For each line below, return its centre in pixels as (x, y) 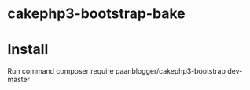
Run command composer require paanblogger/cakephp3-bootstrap (116, 71)
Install (28, 50)
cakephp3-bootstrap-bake (96, 14)
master (19, 80)
